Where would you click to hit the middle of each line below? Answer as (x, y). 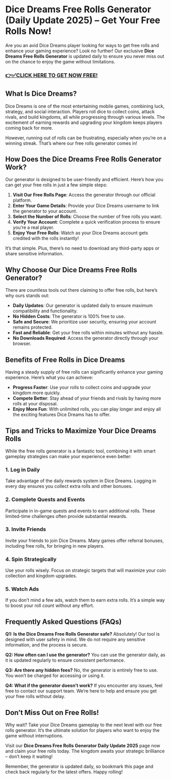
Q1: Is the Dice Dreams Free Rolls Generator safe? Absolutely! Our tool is (82, 634)
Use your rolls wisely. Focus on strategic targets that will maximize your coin (86, 570)
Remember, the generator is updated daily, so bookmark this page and (79, 767)
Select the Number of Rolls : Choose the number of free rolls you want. (87, 216)
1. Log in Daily (23, 469)
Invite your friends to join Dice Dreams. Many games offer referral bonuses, (85, 540)
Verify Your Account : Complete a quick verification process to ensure (87, 222)
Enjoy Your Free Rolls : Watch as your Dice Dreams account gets (80, 233)
